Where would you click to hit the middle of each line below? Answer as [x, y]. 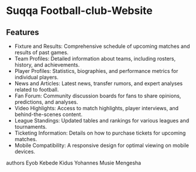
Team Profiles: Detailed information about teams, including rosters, [95, 59]
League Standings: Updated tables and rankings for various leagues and [102, 120]
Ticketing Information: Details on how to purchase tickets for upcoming [100, 133]
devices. [25, 152]
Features [23, 32]
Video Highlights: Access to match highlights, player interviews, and [97, 108]
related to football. [37, 89]
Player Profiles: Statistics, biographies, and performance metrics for [96, 71]
